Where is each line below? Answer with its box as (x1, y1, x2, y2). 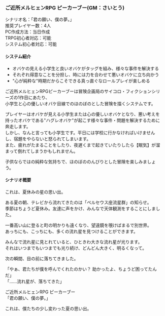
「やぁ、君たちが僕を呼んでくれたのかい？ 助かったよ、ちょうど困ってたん (5, 266, 157, 272)
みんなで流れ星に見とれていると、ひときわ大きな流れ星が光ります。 (5, 238, 143, 245)
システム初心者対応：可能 (5, 41, 57, 47)
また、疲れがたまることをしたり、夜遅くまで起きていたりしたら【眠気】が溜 (5, 142, 161, 148)
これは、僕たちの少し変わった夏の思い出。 (5, 305, 92, 312)
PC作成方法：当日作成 (5, 29, 50, 35)
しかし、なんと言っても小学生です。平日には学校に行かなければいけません (5, 129, 155, 135)
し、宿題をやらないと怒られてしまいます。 (5, 136, 91, 142)
